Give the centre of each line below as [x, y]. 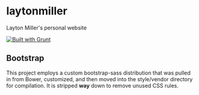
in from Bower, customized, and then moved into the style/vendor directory [99, 79]
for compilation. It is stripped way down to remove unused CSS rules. [93, 85]
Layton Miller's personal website [47, 28]
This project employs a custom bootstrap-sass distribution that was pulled [99, 73]
